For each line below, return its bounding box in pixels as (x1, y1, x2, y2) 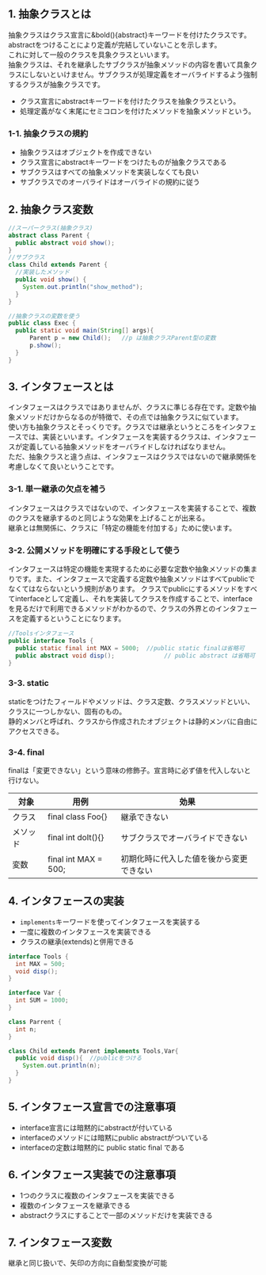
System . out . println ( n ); (22, 1062, 101, 1070)
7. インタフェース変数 (8, 1236, 112, 1249)
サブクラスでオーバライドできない (120, 832, 248, 843)
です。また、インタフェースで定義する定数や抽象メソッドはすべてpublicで (14, 574, 256, 584)
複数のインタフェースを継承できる (19, 1201, 131, 1210)
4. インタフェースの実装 (8, 894, 124, 908)
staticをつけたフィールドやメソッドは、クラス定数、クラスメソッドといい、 (8, 696, 255, 706)
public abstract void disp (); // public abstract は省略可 (15, 652, 256, 660)
